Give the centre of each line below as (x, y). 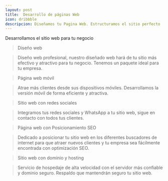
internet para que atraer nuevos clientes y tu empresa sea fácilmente (89, 143)
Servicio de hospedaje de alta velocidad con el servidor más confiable (90, 168)
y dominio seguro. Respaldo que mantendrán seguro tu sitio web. (85, 173)
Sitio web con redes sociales (47, 103)
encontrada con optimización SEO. (53, 148)
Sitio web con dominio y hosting (51, 158)
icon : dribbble (21, 19)
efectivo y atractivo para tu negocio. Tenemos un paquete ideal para (88, 63)
